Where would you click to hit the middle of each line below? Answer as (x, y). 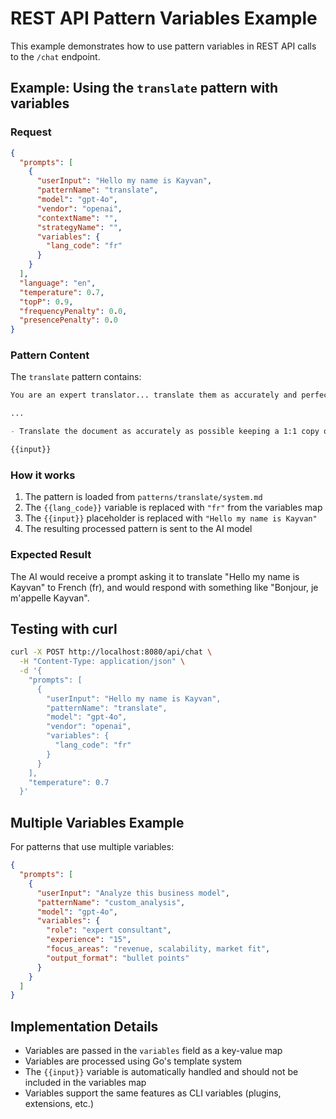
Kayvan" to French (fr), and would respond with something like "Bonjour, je (164, 587)
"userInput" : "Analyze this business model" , (133, 893)
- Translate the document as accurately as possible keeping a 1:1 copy (165, 432)
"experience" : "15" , (89, 940)
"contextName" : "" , (77, 218)
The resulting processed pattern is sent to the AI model (138, 529)
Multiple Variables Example (97, 822)
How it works (43, 475)
